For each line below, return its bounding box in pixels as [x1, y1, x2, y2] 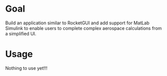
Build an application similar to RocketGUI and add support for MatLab [5, 20, 150, 26]
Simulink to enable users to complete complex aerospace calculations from [5, 25, 162, 31]
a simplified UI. [5, 30, 36, 36]
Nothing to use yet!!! [5, 65, 48, 71]
